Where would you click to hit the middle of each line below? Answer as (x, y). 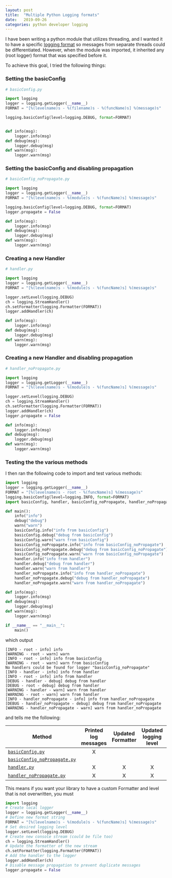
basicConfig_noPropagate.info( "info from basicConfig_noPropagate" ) (89, 545)
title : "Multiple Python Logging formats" (52, 15)
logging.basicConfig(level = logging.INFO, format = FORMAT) (67, 497)
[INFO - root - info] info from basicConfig (53, 658)
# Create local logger (29, 808)
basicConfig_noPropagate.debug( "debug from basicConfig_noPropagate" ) (91, 549)
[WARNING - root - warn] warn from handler (52, 694)
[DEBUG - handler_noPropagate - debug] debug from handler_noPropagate (83, 703)
